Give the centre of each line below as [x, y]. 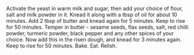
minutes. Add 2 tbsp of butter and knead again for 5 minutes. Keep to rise [96, 21]
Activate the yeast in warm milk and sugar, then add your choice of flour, [95, 8]
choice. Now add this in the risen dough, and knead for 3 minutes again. [94, 39]
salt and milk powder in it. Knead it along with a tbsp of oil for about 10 [92, 15]
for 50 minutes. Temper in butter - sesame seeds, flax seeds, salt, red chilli [97, 27]
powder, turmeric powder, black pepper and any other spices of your [90, 33]
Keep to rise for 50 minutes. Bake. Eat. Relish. [62, 46]
